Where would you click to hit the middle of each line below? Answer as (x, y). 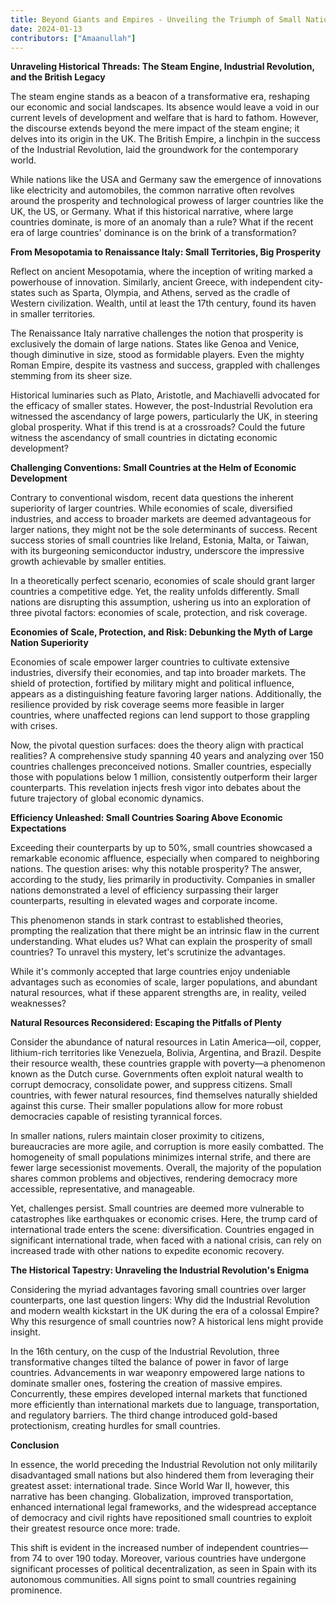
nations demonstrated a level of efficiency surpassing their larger (144, 890)
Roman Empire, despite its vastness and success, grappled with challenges (165, 365)
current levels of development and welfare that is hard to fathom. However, (164, 118)
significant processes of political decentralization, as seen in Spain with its (163, 1569)
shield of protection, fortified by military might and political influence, (152, 683)
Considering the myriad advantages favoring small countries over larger (158, 1290)
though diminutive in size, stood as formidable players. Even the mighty (157, 355)
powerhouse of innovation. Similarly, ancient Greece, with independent (156, 282)
